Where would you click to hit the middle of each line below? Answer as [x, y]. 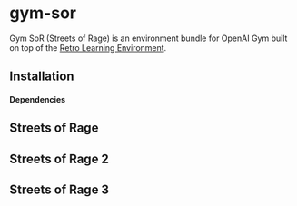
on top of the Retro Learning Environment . [88, 47]
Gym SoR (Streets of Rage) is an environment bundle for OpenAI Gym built [148, 38]
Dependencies [38, 99]
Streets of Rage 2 [59, 158]
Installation [42, 77]
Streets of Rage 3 [59, 190]
